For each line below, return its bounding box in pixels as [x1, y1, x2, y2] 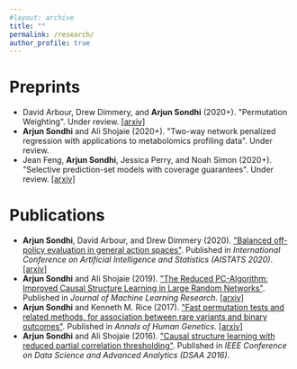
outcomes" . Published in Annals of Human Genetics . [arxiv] [22, 321, 243, 332]
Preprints [9, 77, 81, 97]
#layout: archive [9, 13, 75, 22]
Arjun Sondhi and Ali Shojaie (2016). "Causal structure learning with [22, 330, 275, 342]
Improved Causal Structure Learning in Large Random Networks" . [22, 283, 265, 293]
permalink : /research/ [9, 30, 94, 39]
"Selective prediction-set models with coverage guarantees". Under [22, 164, 274, 175]
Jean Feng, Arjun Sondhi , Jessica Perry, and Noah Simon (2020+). [22, 155, 273, 166]
